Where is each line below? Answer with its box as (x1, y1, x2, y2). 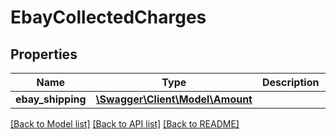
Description (261, 76, 320, 89)
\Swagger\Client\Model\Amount (95, 92, 253, 106)
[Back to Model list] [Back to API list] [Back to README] (10, 118, 240, 130)
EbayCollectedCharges (10, 6, 207, 29)
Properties (10, 46, 78, 63)
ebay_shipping (15, 92, 87, 106)
